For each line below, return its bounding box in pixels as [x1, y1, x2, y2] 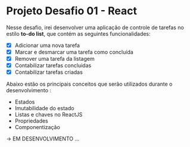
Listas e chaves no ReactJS [14, 111, 83, 118]
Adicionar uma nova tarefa [14, 42, 80, 49]
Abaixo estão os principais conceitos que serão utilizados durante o [6, 80, 173, 87]
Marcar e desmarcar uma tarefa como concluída [14, 49, 134, 55]
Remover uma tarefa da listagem [14, 55, 95, 62]
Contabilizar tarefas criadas [14, 68, 83, 76]
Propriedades [14, 117, 49, 124]
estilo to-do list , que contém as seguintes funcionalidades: [6, 30, 151, 37]
